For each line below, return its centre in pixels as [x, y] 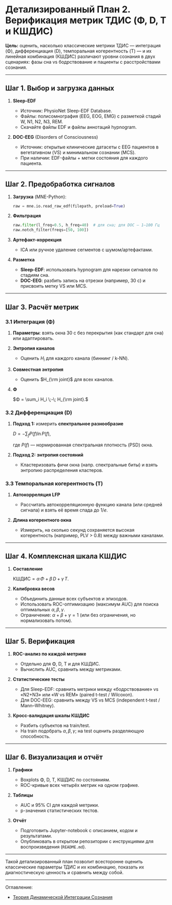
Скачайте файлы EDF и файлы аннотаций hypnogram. [79, 127]
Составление [28, 569]
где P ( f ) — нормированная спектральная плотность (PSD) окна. [83, 445]
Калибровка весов [34, 589]
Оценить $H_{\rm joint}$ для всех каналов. [67, 379]
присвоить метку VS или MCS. [54, 286]
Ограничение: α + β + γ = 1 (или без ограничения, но [78, 615]
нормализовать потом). [46, 620]
